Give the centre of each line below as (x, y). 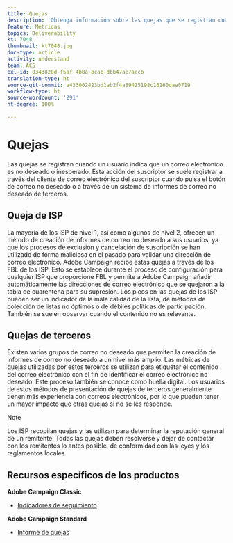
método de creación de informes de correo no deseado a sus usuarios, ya (113, 239)
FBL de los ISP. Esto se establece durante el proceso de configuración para (115, 269)
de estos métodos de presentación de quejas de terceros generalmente (110, 389)
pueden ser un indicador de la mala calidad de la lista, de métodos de (106, 299)
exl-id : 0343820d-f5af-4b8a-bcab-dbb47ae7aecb (76, 72)
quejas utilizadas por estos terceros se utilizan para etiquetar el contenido (113, 367)
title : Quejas (28, 14)
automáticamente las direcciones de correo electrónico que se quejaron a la (116, 284)
